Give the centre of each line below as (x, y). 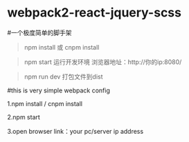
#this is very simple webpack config (59, 90)
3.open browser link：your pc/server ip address (75, 131)
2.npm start (24, 117)
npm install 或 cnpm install (62, 47)
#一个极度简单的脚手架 (39, 32)
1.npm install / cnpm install (45, 103)
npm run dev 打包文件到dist (63, 77)
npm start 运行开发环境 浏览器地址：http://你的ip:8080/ (103, 62)
